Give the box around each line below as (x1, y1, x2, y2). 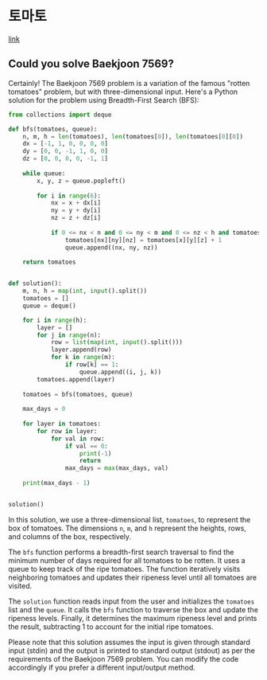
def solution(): (8, 279, 62, 287)
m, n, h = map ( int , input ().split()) (22, 287, 148, 295)
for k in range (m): (50, 354, 115, 361)
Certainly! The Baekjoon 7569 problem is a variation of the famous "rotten (8, 78, 250, 88)
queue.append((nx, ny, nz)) (64, 244, 158, 252)
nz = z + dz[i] (50, 214, 102, 222)
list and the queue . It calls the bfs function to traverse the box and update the (8, 604, 258, 614)
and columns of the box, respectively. (8, 531, 132, 541)
